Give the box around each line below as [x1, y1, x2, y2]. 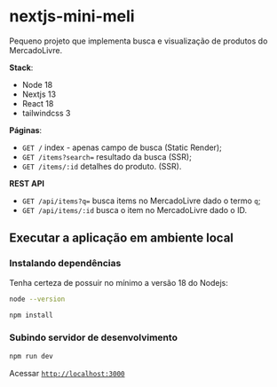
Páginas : [9, 124, 43, 135]
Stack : [9, 62, 34, 73]
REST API [9, 178, 44, 188]
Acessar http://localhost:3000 [9, 367, 126, 378]
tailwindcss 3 [21, 107, 71, 118]
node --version [9, 295, 66, 304]
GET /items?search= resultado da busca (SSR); [21, 151, 193, 162]
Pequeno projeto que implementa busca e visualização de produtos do [9, 36, 268, 46]
